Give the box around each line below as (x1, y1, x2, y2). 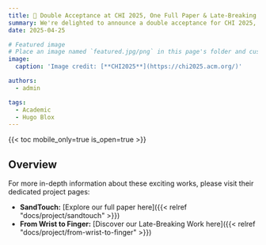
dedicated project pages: (8, 187, 90, 197)
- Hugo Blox (15, 113, 55, 121)
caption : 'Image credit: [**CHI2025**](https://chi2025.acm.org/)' (15, 62, 243, 71)
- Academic (15, 106, 51, 114)
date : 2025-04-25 (8, 26, 66, 34)
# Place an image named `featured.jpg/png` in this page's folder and (8, 48, 246, 56)
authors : (8, 77, 37, 85)
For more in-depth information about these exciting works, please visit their (8, 179, 254, 188)
